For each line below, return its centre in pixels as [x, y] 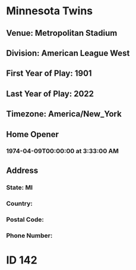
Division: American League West [68, 53]
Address [22, 170]
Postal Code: [25, 219]
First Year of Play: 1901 [49, 74]
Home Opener [33, 134]
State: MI [20, 187]
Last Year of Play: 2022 [50, 94]
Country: [19, 203]
